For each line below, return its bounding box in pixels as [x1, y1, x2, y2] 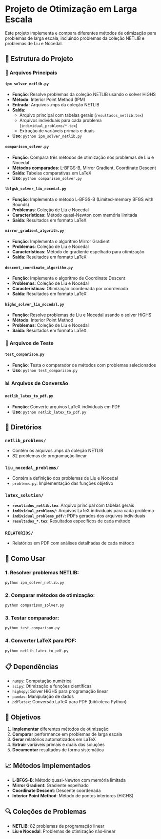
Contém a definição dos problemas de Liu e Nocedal [12, 475, 118, 481]
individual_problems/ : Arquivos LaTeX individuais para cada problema [12, 508, 154, 513]
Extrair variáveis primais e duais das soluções [12, 741, 105, 747]
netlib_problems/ [5, 438, 46, 444]
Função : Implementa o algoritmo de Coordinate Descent [12, 275, 125, 281]
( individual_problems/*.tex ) [19, 123, 78, 128]
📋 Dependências [5, 663, 59, 671]
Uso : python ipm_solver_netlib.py [12, 133, 82, 139]
